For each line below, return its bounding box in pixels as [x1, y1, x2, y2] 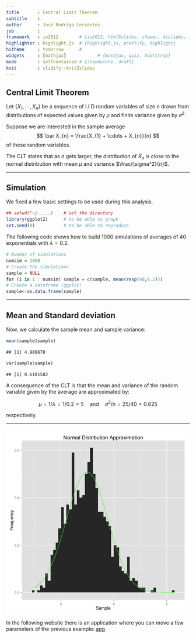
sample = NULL [6, 270, 41, 276]
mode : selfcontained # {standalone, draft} [6, 59, 134, 64]
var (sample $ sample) [6, 360, 54, 366]
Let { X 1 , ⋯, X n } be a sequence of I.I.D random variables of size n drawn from [6, 103, 190, 111]
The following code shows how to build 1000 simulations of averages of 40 [6, 233, 187, 240]
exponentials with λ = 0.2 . [6, 240, 69, 246]
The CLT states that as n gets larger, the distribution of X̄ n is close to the [6, 152, 180, 161]
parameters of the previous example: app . [6, 626, 107, 633]
